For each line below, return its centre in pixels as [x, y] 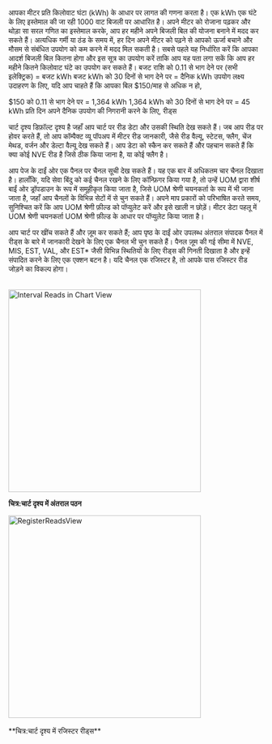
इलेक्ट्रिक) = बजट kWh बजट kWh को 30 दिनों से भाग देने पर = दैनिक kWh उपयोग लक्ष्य [126, 77]
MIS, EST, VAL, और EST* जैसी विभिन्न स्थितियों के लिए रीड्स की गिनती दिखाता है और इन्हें [130, 251]
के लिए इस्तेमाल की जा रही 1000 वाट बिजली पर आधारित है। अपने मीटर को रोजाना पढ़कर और [130, 22]
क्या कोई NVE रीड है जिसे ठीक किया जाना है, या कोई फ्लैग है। [88, 154]
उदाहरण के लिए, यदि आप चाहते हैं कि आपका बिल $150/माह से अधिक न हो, [105, 86]
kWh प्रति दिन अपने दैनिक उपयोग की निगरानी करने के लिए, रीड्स [93, 111]
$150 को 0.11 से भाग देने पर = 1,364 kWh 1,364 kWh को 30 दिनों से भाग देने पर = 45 [130, 102]
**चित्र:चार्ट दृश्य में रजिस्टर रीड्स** [55, 731]
